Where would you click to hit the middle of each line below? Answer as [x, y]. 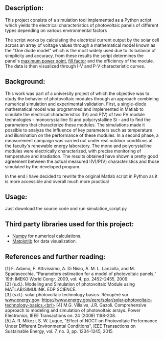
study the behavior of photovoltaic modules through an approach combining [82, 98]
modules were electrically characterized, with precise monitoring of [73, 151]
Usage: [16, 197]
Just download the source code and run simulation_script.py [66, 209]
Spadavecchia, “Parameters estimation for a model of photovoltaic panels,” [81, 274]
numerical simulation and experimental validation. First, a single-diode [76, 104]
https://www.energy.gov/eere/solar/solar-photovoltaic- [97, 300]
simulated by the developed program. [43, 166]
